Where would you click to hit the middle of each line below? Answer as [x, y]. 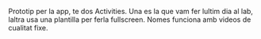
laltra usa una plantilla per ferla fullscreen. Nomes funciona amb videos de [130, 19]
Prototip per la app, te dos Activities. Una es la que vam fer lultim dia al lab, [131, 11]
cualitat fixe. [29, 28]
